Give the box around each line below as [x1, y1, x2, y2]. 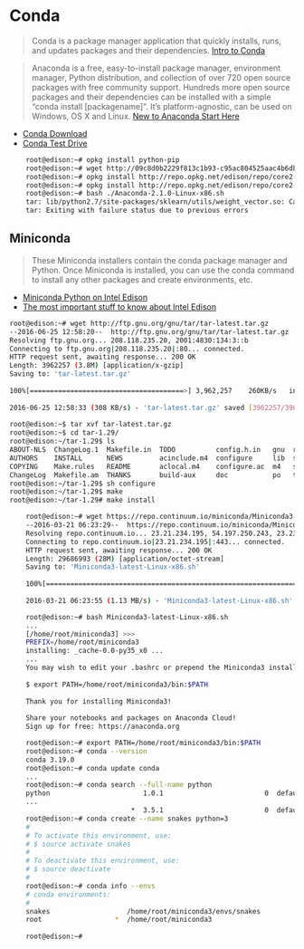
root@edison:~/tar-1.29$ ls [9, 436, 116, 446]
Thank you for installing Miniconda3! [25, 696, 172, 706]
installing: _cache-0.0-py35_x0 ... [25, 647, 165, 656]
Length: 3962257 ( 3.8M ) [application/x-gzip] [9, 361, 184, 370]
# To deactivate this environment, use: [25, 857, 180, 866]
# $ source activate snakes [25, 839, 131, 848]
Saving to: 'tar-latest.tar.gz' [9, 369, 131, 379]
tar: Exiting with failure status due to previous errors [25, 206, 249, 216]
